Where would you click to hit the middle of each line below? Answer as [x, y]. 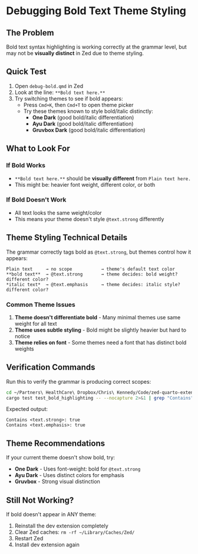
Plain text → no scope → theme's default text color [91, 269]
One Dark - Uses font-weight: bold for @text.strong [77, 469]
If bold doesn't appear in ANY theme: [51, 514]
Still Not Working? [40, 500]
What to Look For [38, 149]
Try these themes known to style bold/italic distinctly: [88, 111]
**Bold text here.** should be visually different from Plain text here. [103, 178]
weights [24, 349]
